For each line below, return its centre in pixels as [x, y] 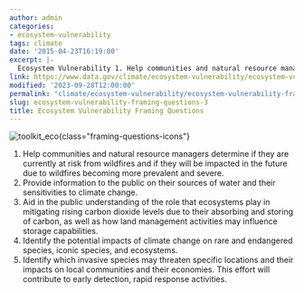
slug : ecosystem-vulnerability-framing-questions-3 [109, 102]
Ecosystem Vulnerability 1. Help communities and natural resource [147, 69]
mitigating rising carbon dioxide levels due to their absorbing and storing [158, 212]
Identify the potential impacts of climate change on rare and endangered [157, 240]
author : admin [36, 18]
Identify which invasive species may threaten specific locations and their [158, 260]
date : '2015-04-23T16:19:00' [64, 52]
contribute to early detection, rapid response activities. [125, 279]
